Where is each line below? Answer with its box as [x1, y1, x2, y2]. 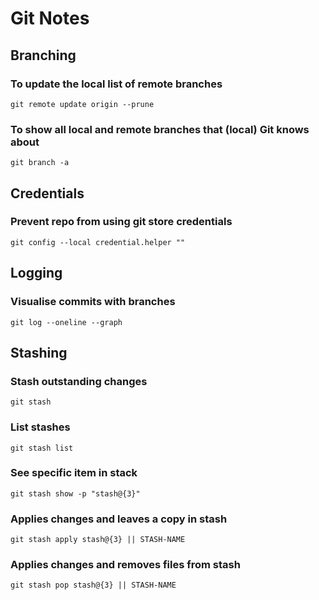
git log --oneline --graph [10, 317, 123, 327]
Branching [10, 47, 77, 64]
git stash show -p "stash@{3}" [10, 488, 141, 499]
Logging [10, 265, 63, 282]
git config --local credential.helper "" [10, 237, 186, 247]
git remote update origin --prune [10, 99, 155, 109]
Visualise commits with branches [10, 295, 176, 309]
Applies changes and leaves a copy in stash [10, 512, 228, 526]
